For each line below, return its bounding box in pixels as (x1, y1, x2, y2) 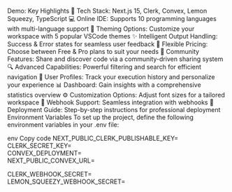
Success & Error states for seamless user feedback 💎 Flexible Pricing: (7, 40, 208, 48)
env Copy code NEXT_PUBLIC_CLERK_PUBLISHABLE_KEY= (7, 134, 179, 142)
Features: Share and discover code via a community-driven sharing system (7, 55, 224, 63)
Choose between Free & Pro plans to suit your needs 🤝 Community (7, 48, 200, 55)
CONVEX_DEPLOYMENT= (7, 149, 82, 157)
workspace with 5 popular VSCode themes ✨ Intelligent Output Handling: (7, 32, 218, 40)
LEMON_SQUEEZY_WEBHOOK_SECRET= (7, 177, 126, 186)
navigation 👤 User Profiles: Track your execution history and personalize (7, 73, 215, 81)
